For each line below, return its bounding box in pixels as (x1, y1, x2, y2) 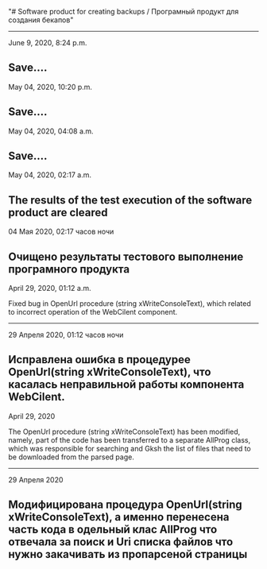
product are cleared (8, 206, 108, 219)
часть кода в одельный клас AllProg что (8, 523, 218, 536)
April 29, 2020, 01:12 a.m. (8, 284, 91, 293)
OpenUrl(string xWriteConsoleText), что (8, 366, 211, 379)
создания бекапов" (8, 15, 74, 25)
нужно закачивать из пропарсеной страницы (8, 548, 248, 561)
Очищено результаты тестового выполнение (8, 250, 244, 263)
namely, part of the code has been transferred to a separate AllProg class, (8, 435, 251, 444)
